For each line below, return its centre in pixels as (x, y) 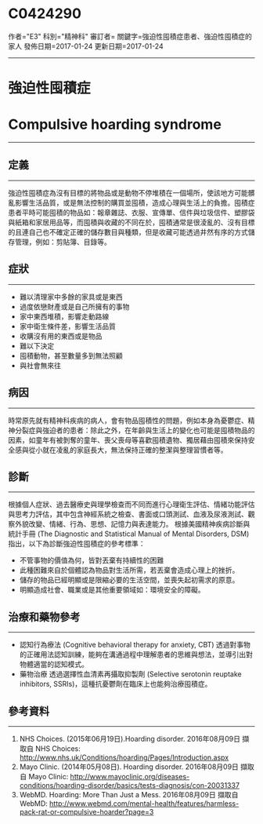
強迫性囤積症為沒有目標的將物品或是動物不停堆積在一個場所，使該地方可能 (128, 192)
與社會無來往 (40, 365)
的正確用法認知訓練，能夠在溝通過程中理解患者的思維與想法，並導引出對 (136, 654)
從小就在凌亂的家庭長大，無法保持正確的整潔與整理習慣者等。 (128, 450)
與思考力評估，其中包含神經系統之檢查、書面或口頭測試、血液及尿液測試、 (128, 514)
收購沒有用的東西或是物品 (61, 336)
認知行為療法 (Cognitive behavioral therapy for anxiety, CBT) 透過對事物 (135, 645)
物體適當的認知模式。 (54, 665)
